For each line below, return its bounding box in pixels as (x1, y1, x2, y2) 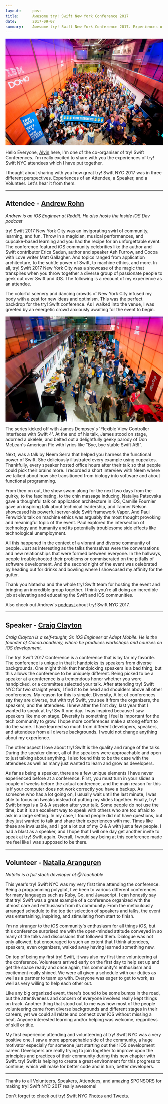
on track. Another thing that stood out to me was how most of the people (5, 1000, 156, 1006)
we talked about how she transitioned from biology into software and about (5, 473, 160, 479)
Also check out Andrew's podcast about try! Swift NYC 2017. (5, 602, 130, 608)
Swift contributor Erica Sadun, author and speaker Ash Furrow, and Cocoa (5, 249, 158, 255)
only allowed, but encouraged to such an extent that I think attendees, (5, 939, 150, 945)
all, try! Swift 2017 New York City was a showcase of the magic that (5, 265, 144, 271)
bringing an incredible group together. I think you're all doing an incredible (5, 587, 158, 593)
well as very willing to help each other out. (5, 980, 93, 986)
